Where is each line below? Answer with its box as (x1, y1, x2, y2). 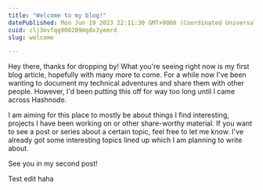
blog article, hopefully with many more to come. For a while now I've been (8, 70, 247, 79)
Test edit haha (8, 174, 54, 184)
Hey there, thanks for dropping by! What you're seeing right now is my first (8, 62, 250, 71)
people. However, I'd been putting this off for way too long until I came (8, 87, 236, 97)
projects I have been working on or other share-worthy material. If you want (8, 119, 253, 128)
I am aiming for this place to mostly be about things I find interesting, (8, 111, 229, 120)
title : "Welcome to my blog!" (8, 11, 107, 20)
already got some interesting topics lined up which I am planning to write (8, 135, 243, 145)
